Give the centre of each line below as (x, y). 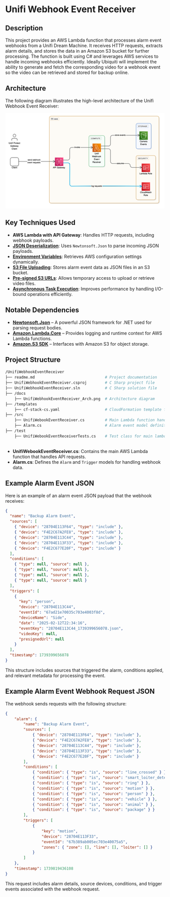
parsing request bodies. (37, 327)
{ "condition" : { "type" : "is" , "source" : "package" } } (94, 810)
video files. (24, 283)
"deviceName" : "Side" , (42, 618)
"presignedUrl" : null (41, 639)
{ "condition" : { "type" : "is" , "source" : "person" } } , (94, 794)
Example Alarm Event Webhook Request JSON (80, 692)
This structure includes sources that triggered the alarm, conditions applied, (84, 670)
